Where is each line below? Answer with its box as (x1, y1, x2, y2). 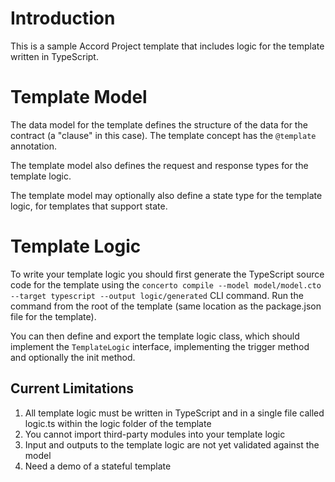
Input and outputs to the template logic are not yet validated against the (24, 438, 320, 451)
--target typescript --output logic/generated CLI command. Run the (10, 289, 304, 301)
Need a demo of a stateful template (24, 460, 172, 472)
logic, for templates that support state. (10, 200, 168, 212)
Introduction (10, 7, 116, 30)
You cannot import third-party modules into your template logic (24, 428, 286, 440)
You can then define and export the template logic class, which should (10, 330, 300, 342)
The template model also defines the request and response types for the (10, 159, 309, 171)
